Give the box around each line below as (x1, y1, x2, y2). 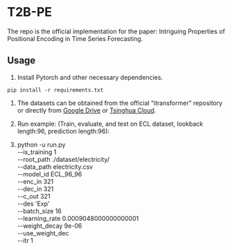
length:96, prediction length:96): (17, 126, 110, 135)
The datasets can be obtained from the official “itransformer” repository (17, 99, 223, 107)
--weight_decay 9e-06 (17, 222, 82, 230)
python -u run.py (17, 140, 66, 149)
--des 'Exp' (17, 199, 50, 208)
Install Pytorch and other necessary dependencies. (17, 73, 163, 81)
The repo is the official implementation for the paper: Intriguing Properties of (7, 27, 225, 35)
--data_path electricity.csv (17, 162, 93, 171)
